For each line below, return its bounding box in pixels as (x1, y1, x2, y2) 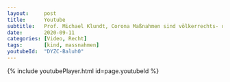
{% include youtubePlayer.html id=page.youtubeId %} (7, 66, 159, 75)
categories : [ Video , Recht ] (7, 36, 88, 42)
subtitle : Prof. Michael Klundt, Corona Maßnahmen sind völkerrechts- (7, 23, 219, 29)
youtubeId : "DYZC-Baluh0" (7, 49, 84, 55)
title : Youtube (7, 16, 66, 23)
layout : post (7, 10, 57, 17)
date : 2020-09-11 (7, 29, 75, 36)
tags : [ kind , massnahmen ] (7, 42, 99, 49)
